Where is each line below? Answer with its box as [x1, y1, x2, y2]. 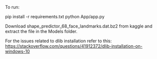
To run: [5, 4, 20, 10]
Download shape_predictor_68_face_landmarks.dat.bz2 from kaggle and [5, 23, 153, 29]
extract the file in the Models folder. [5, 29, 78, 34]
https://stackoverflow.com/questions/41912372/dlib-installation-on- [5, 43, 143, 49]
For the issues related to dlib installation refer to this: [5, 38, 112, 44]
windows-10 [5, 49, 30, 54]
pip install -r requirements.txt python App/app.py [5, 14, 105, 19]
